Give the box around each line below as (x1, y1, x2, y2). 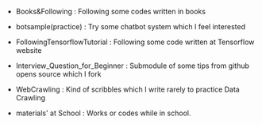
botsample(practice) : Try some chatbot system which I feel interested (15, 22, 246, 31)
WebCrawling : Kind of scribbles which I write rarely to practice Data (15, 85, 240, 94)
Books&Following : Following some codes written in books (15, 7, 206, 16)
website (15, 46, 42, 54)
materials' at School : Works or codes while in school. (15, 108, 191, 118)
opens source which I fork (15, 70, 102, 78)
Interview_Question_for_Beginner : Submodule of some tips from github (15, 61, 250, 70)
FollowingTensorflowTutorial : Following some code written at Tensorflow (15, 37, 255, 47)
